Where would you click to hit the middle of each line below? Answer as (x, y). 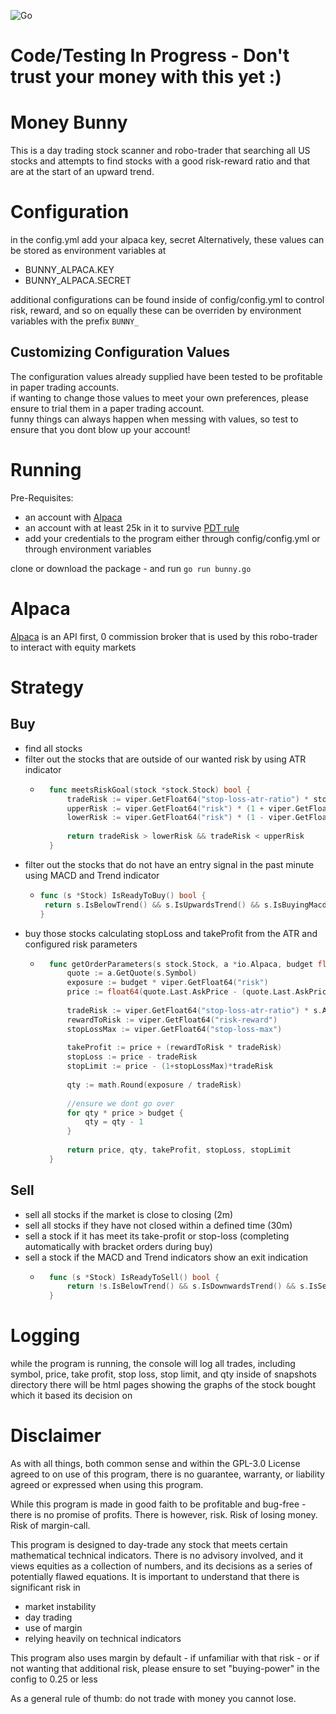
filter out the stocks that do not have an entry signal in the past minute (169, 864)
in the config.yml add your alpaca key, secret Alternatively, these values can (167, 240)
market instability (60, 1607)
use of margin (53, 1628)
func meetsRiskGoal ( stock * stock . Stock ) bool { (150, 790)
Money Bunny (69, 122)
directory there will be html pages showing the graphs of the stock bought (163, 1385)
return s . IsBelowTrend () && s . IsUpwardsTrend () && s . (159, 905)
